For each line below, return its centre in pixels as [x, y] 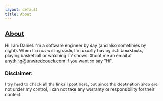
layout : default [21, 9]
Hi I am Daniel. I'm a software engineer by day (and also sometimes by [76, 45]
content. [13, 94]
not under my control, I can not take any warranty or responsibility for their [80, 89]
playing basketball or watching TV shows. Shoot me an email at [69, 56]
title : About [18, 14]
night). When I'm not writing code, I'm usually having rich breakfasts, [74, 50]
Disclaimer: [19, 73]
